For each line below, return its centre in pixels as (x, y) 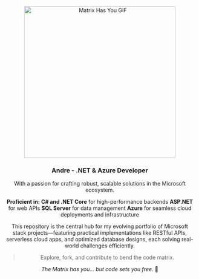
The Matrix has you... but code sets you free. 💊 (100, 269)
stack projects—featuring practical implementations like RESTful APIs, (100, 233)
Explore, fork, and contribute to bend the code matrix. (107, 258)
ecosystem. (100, 190)
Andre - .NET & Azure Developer (100, 170)
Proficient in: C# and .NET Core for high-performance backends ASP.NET (100, 202)
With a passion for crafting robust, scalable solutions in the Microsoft (100, 184)
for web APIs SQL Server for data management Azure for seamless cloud (100, 208)
